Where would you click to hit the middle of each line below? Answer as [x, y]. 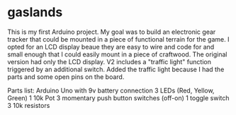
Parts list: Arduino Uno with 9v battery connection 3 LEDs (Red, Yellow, [111, 90]
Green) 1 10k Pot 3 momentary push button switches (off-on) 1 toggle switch [118, 98]
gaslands [35, 12]
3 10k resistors [29, 105]
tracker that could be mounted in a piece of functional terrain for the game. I [118, 39]
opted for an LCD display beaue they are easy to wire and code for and [111, 47]
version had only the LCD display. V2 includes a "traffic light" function [109, 61]
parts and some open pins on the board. [66, 77]
